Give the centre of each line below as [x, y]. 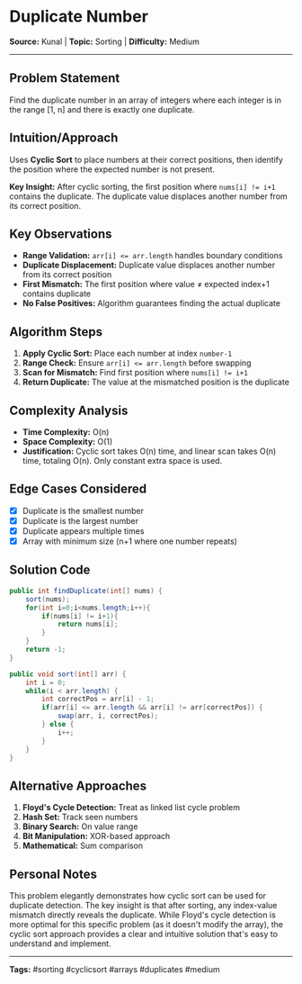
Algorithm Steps [56, 332]
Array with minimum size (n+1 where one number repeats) [130, 541]
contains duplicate [57, 293]
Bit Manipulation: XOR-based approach [96, 836]
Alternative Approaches [78, 785]
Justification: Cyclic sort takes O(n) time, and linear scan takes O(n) [149, 451]
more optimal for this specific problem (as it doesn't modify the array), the [147, 924]
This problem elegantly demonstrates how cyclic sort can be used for [138, 896]
